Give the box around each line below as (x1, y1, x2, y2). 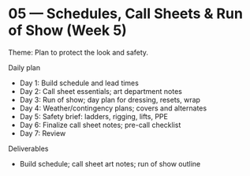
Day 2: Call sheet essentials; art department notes (19, 86, 183, 95)
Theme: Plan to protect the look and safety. (8, 47, 148, 57)
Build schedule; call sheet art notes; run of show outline (19, 159, 201, 168)
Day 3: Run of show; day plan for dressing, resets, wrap (19, 95, 201, 104)
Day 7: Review (19, 128, 66, 138)
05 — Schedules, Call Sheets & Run (8, 5, 243, 23)
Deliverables (8, 144, 49, 153)
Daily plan (8, 62, 41, 72)
